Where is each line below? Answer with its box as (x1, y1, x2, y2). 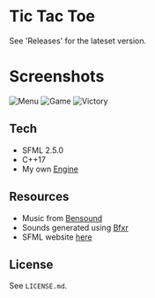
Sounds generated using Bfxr (21, 222, 129, 233)
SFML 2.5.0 (21, 144, 64, 156)
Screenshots (9, 66, 105, 87)
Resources (9, 189, 70, 204)
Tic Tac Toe (9, 6, 95, 27)
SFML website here (21, 232, 92, 242)
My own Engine (21, 164, 79, 174)
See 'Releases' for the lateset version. (9, 35, 147, 46)
